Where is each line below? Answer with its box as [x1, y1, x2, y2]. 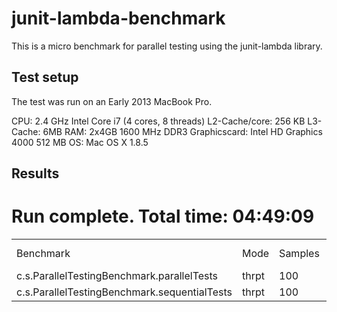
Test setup [11, 69, 79, 86]
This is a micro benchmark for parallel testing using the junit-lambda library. [11, 40, 323, 52]
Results [11, 165, 60, 182]
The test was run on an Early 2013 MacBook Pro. [11, 95, 213, 107]
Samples [279, 247, 320, 261]
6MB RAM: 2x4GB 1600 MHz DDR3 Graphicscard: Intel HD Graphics [42, 125, 323, 137]
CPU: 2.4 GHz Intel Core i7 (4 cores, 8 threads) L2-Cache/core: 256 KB [11, 115, 306, 127]
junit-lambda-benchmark [11, 7, 226, 30]
